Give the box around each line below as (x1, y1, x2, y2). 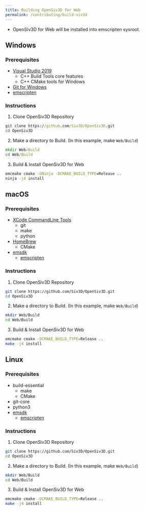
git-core (12, 398, 30, 405)
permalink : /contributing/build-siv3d (5, 12, 88, 17)
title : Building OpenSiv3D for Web (5, 7, 81, 13)
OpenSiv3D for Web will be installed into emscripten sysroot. (12, 26, 140, 32)
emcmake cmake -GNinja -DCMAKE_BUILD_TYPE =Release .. (5, 171, 122, 176)
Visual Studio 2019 (12, 68, 52, 74)
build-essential (12, 382, 44, 388)
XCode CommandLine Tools (12, 217, 72, 223)
